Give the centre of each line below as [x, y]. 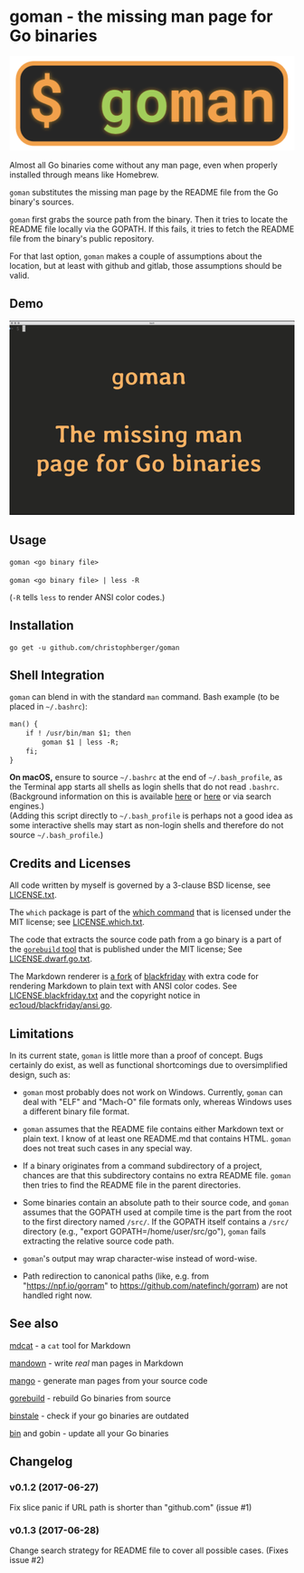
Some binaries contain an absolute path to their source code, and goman [156, 1202]
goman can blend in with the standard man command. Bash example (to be [145, 697]
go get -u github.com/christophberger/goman [95, 648]
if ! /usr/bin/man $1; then [78, 734]
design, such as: [40, 1075]
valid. [19, 275]
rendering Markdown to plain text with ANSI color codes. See [123, 986]
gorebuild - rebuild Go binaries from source [90, 1398]
